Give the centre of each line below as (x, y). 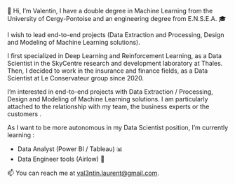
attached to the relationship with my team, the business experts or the (108, 106)
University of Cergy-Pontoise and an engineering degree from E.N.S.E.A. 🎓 (117, 19)
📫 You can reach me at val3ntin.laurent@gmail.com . (83, 173)
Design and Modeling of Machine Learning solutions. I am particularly (108, 99)
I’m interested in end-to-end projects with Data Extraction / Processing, (110, 92)
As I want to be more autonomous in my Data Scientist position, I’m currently (118, 127)
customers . (25, 114)
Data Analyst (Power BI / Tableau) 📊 (70, 149)
